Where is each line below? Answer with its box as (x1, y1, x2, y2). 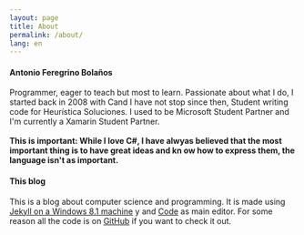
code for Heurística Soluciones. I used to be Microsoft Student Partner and (9, 107, 289, 117)
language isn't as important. (9, 155, 119, 166)
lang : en (9, 38, 43, 48)
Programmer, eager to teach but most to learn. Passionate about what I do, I (9, 87, 294, 98)
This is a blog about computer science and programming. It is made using (9, 196, 286, 207)
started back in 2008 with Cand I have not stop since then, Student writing (9, 97, 289, 107)
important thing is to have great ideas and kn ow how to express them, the (9, 145, 296, 156)
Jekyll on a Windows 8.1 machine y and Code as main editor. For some (9, 206, 273, 217)
